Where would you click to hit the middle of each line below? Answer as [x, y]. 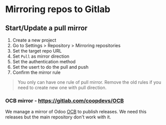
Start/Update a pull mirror [46, 28]
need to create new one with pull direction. [62, 88]
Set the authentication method [44, 61]
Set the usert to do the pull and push [50, 67]
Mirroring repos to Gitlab [58, 9]
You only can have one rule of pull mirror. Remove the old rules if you [89, 82]
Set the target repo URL [37, 51]
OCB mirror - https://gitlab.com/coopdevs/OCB [65, 101]
